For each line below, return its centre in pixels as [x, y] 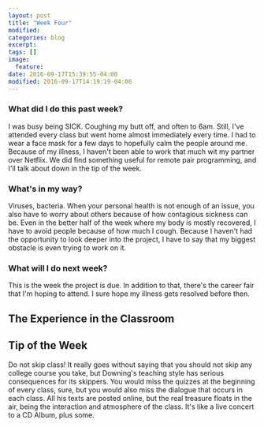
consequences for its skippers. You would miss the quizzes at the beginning [132, 381]
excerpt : [22, 45]
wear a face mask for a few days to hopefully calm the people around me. [128, 143]
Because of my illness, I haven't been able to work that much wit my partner [132, 152]
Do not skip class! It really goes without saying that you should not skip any [130, 365]
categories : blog [37, 37]
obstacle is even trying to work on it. [67, 248]
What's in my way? [45, 189]
